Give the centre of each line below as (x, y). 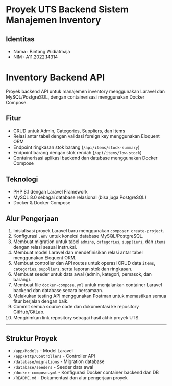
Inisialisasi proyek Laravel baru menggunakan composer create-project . (89, 231)
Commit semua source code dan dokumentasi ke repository (76, 307)
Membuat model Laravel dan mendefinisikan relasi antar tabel (78, 252)
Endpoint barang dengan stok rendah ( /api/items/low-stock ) (77, 152)
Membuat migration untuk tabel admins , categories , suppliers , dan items (90, 242)
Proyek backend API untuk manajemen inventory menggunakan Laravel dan (85, 91)
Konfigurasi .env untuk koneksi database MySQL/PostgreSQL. (78, 236)
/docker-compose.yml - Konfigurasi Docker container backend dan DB (86, 372)
